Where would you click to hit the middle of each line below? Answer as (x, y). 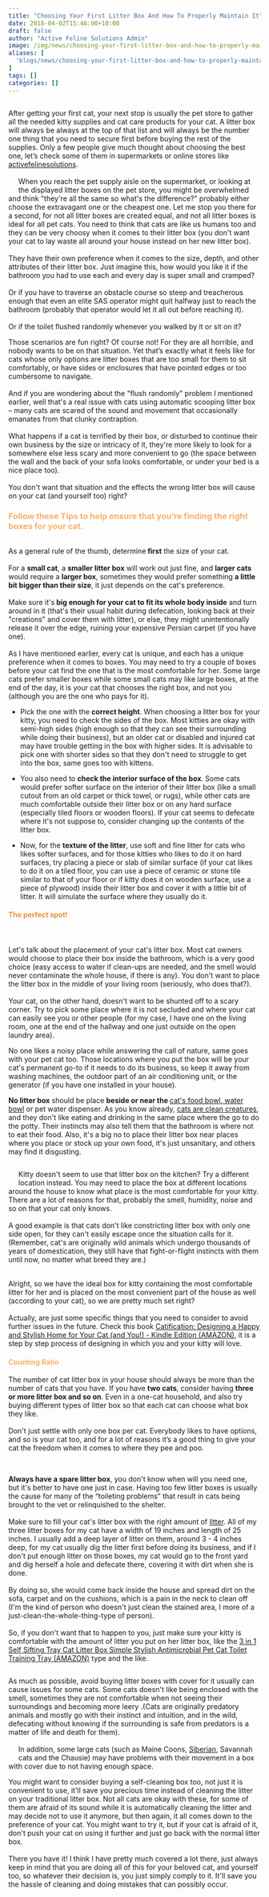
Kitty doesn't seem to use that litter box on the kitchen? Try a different (134, 1174)
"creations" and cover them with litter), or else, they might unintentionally (129, 619)
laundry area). (31, 1035)
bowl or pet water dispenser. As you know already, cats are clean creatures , (133, 1109)
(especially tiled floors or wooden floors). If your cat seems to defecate (137, 812)
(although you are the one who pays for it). (79, 696)
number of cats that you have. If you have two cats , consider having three (131, 1388)
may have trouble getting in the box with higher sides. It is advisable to (136, 746)
